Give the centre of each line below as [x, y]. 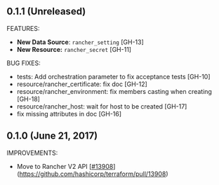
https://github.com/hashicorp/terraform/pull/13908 [93, 174]
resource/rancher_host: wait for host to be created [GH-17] [102, 106]
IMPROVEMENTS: [32, 153]
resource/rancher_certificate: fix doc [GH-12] [82, 84]
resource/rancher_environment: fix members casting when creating [114, 91]
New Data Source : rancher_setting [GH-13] [80, 42]
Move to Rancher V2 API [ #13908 [65, 166]
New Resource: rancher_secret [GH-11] [74, 49]
